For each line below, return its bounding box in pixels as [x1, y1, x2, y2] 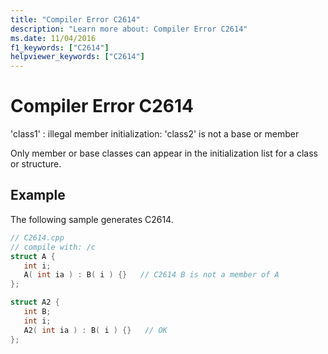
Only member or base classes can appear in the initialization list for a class [10, 147, 318, 160]
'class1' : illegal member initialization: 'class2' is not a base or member [10, 128, 300, 140]
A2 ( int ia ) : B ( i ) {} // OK [23, 325, 168, 335]
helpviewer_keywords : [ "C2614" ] [10, 52, 145, 62]
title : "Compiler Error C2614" [10, 14, 141, 25]
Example [10, 187, 66, 204]
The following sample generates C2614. [10, 213, 174, 225]
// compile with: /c [10, 242, 97, 252]
